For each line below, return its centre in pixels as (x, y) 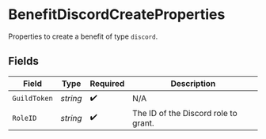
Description (193, 83)
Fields (24, 61)
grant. (143, 122)
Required (107, 83)
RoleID (25, 118)
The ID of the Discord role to (184, 113)
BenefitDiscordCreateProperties (117, 15)
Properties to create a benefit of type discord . (83, 36)
